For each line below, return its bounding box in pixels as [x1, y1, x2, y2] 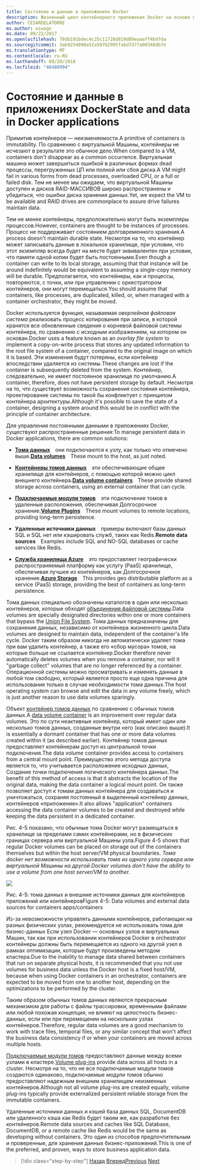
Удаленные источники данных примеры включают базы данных [14, 525, 186, 533]
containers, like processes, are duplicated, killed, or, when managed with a [6, 292, 189, 299]
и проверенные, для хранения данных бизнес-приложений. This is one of [6, 1140, 192, 1147]
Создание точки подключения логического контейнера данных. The [6, 768, 179, 775]
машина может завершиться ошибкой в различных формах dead [6, 160, 172, 167]
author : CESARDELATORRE [6, 20, 65, 26]
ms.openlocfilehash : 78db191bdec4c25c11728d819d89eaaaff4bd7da [6, 36, 167, 42]
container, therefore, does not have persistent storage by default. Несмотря [6, 379, 193, 386]
